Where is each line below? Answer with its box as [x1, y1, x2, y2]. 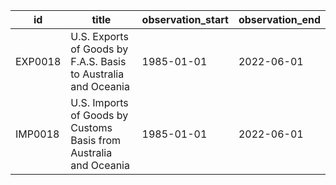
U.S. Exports [70, 30, 129, 43]
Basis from [70, 134, 122, 147]
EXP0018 [15, 55, 62, 68]
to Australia [70, 67, 125, 81]
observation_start [141, 13, 229, 26]
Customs [70, 121, 113, 134]
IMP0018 [15, 127, 60, 141]
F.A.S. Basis [70, 55, 127, 68]
